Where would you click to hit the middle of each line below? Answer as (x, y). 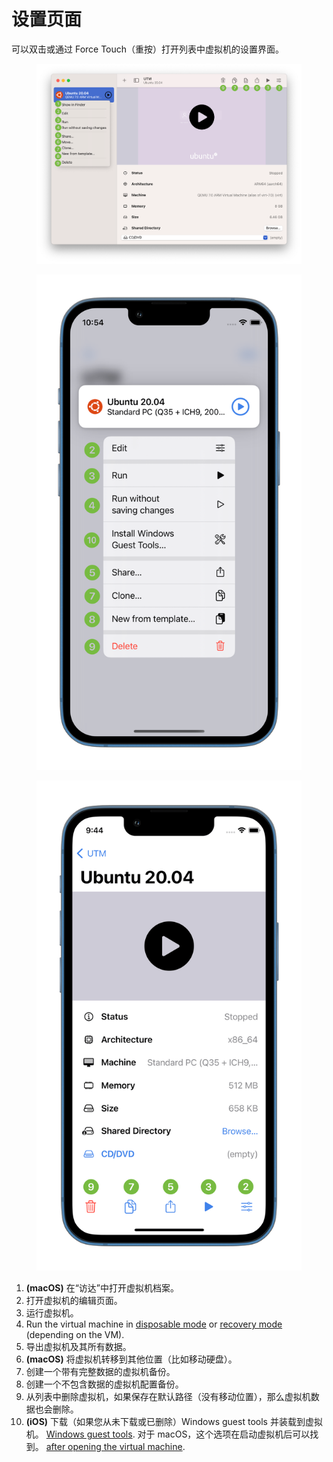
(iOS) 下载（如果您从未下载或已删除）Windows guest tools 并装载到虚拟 (174, 1421)
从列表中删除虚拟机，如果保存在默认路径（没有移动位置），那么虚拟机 (168, 1396)
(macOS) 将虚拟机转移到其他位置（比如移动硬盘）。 (131, 1359)
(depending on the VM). (75, 1334)
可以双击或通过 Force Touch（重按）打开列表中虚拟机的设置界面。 (148, 49)
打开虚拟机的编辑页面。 (74, 1300)
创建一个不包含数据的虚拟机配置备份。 (104, 1384)
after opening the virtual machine (114, 1446)
